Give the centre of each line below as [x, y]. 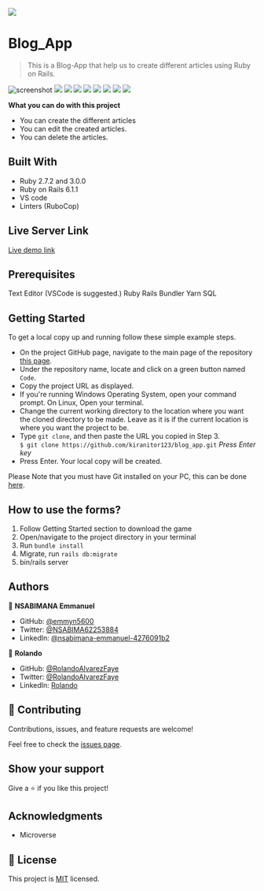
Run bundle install [51, 545]
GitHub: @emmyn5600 [57, 621]
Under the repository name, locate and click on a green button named [132, 369]
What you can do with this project [64, 105]
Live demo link [32, 250]
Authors [29, 587]
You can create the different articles [77, 120]
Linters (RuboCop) [49, 206]
